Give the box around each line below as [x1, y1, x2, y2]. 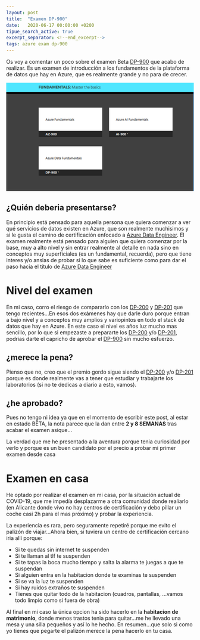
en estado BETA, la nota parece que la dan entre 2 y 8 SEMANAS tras [6, 420, 177, 427]
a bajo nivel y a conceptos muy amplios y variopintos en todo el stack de [6, 316, 185, 323]
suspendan [14, 565, 43, 572]
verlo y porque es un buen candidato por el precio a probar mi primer [6, 445, 176, 452]
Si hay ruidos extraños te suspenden [14, 584, 105, 591]
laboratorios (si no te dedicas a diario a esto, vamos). [6, 381, 137, 388]
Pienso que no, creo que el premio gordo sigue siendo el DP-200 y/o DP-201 [6, 368, 193, 375]
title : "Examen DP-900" [6, 15, 68, 22]
